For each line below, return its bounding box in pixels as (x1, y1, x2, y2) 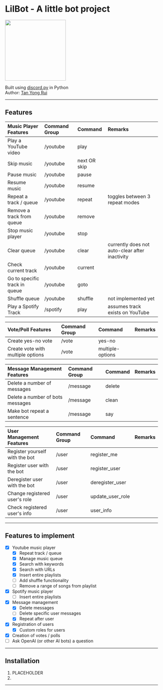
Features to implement (5, 531, 75, 540)
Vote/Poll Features (7, 326, 51, 333)
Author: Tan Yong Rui (5, 89, 48, 95)
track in (7, 281, 25, 288)
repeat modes (107, 199, 140, 206)
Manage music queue (19, 555, 63, 561)
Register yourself (7, 448, 47, 455)
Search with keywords (19, 561, 64, 567)
